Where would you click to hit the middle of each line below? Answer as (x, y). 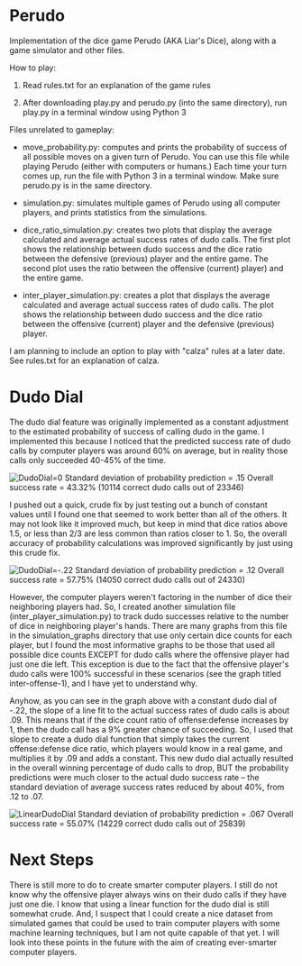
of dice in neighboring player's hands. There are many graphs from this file (148, 625)
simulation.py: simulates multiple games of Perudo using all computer (151, 203)
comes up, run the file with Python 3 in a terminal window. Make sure (151, 176)
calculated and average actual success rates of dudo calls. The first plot (156, 239)
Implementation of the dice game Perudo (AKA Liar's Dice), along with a (143, 41)
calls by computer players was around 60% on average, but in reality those (149, 451)
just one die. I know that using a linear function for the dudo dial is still (139, 904)
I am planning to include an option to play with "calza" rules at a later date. (147, 351)
